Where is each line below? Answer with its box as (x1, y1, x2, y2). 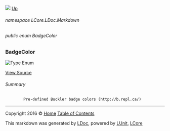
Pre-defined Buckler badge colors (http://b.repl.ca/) (23, 97, 142, 102)
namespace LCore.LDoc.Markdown (5, 17, 80, 23)
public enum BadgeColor (5, 33, 57, 39)
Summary (5, 81, 26, 87)
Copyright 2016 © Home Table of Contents (5, 110, 95, 116)
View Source (5, 70, 32, 76)
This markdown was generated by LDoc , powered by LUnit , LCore (5, 120, 143, 126)
